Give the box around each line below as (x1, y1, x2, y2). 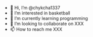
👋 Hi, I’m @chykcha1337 (10, 5, 61, 10)
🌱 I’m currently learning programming (10, 15, 88, 21)
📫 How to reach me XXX (10, 26, 62, 32)
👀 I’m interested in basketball (10, 10, 71, 16)
